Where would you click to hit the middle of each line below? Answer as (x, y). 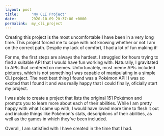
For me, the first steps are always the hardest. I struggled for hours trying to (82, 57)
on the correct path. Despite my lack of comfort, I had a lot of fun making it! (82, 48)
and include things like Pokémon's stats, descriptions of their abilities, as (79, 114)
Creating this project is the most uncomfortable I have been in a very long (80, 37)
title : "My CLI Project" (36, 14)
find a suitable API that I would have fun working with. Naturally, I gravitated (82, 62)
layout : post (18, 10)
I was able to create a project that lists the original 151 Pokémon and (74, 98)
